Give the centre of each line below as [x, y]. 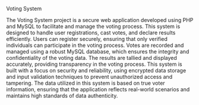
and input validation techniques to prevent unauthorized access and [89, 77]
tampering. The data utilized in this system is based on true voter [86, 83]
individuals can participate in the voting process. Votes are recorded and [95, 45]
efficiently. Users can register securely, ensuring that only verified [87, 39]
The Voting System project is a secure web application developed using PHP [100, 20]
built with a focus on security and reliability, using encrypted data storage [96, 70]
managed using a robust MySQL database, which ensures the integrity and [98, 52]
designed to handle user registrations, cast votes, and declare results [91, 33]
